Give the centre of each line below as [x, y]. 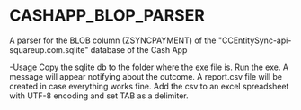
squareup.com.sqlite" [49, 49]
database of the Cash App [139, 49]
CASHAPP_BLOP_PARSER [107, 16]
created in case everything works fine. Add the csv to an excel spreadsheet [149, 86]
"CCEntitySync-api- [255, 40]
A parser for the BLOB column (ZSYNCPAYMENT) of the [113, 40]
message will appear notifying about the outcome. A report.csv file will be [146, 76]
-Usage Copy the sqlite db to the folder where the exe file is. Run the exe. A [149, 67]
